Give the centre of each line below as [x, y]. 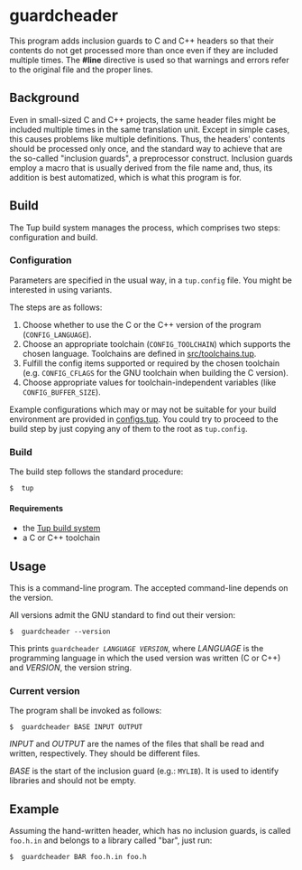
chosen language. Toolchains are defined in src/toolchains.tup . [139, 353]
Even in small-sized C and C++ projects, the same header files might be [143, 119]
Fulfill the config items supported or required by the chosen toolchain [151, 363]
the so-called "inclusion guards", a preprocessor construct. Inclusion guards [151, 158]
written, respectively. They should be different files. [105, 753]
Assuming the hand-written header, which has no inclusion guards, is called [150, 831]
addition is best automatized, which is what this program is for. [125, 177]
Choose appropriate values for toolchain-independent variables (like [149, 382]
